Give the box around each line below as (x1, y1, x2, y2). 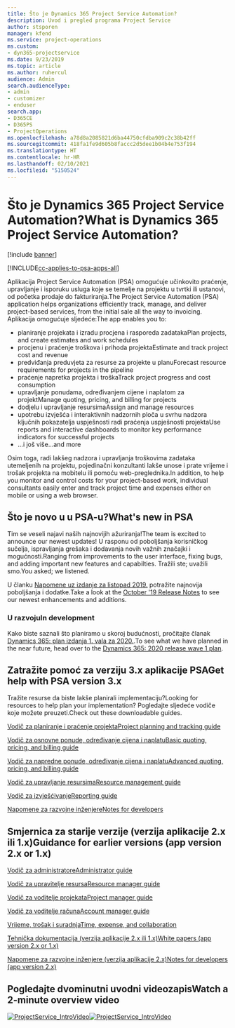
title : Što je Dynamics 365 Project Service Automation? (7, 10, 177, 18)
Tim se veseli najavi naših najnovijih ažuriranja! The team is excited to (7, 530, 206, 538)
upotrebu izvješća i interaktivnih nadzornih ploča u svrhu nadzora (17, 410, 208, 418)
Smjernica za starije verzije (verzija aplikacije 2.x (7, 825, 226, 837)
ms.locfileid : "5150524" (7, 166, 80, 174)
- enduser (7, 102, 36, 109)
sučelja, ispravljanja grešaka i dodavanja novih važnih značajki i (7, 545, 191, 553)
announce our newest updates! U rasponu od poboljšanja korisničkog (7, 538, 208, 546)
